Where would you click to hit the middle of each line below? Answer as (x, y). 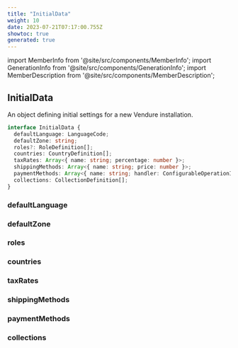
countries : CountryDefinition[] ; (63, 154)
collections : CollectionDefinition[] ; (71, 180)
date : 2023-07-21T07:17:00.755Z (55, 27)
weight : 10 (23, 21)
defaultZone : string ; (46, 141)
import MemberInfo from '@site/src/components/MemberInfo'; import (109, 60)
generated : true (31, 40)
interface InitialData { (44, 127)
